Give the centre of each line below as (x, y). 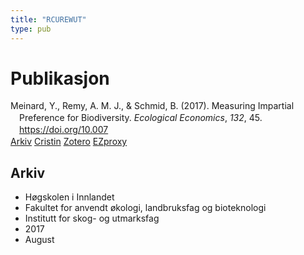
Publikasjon (60, 78)
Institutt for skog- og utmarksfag (92, 218)
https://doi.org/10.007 (64, 130)
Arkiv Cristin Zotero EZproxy (69, 142)
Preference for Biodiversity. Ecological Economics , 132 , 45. (141, 118)
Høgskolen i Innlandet (69, 197)
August (39, 239)
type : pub (31, 29)
